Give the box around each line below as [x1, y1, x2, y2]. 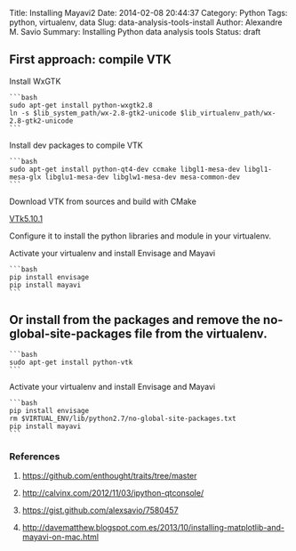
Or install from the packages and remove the [9, 312, 260, 328]
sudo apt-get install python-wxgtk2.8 [9, 101, 153, 109]
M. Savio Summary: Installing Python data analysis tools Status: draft [9, 27, 261, 36]
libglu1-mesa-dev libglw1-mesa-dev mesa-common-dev [44, 173, 241, 182]
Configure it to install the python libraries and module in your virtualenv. [9, 231, 272, 241]
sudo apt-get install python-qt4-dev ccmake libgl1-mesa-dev [9, 165, 241, 174]
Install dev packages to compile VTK [9, 140, 144, 150]
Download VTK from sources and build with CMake [9, 196, 197, 207]
